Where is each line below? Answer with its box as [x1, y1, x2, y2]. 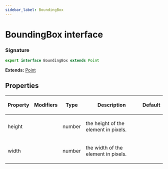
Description [97, 101, 126, 108]
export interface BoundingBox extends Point [5, 58, 99, 63]
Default [142, 101, 160, 108]
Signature [5, 46, 30, 53]
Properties [5, 81, 39, 90]
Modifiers [34, 101, 58, 108]
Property [7, 101, 29, 108]
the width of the [85, 144, 123, 151]
